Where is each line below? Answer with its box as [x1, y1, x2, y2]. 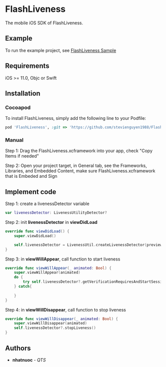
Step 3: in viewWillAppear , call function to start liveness [5, 256, 121, 262]
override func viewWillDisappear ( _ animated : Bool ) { [5, 316, 119, 321]
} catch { [14, 284, 32, 289]
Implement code [5, 187, 56, 196]
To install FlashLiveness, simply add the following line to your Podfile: [5, 115, 146, 121]
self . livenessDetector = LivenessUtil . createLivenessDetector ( [14, 242, 147, 247]
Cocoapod [5, 104, 31, 111]
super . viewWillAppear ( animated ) [14, 270, 81, 275]
